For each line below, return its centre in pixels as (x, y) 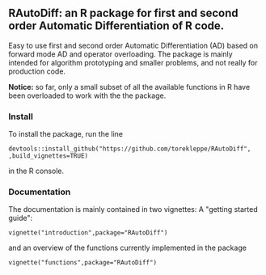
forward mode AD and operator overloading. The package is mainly (120, 54)
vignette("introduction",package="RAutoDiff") (88, 233)
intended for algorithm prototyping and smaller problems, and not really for (133, 62)
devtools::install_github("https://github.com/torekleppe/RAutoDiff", (130, 149)
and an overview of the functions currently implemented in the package (127, 248)
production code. (37, 71)
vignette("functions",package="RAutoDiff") (83, 263)
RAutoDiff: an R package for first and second (123, 13)
